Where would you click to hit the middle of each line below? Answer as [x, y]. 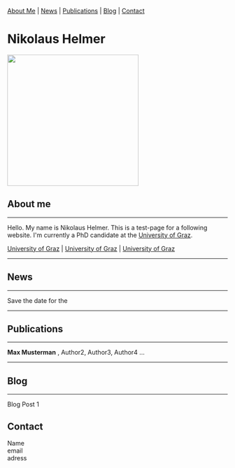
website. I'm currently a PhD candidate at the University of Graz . [100, 235]
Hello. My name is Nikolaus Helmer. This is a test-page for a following [107, 227]
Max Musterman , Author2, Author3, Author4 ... [76, 353]
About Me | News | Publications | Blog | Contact [76, 11]
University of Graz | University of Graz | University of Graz [91, 248]
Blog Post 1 [23, 404]
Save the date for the [37, 300]
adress [17, 458]
